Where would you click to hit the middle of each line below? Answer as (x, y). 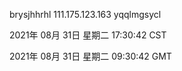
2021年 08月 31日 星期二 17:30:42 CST (88, 35)
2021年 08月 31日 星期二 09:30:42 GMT (90, 56)
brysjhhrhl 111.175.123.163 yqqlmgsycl (85, 14)
